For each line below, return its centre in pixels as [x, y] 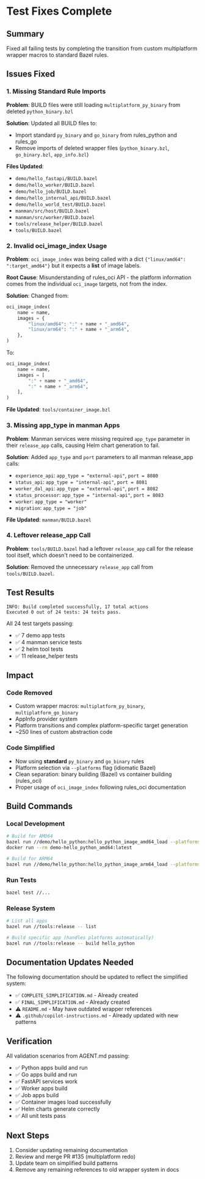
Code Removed [30, 692]
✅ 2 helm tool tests [39, 649]
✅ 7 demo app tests [40, 635]
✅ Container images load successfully [63, 1102]
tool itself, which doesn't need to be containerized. [70, 555]
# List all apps [27, 921]
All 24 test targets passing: [40, 623]
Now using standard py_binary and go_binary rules [80, 761]
